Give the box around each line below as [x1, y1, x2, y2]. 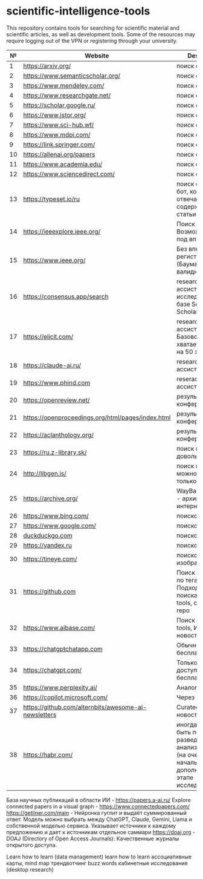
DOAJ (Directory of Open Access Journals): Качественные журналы [6, 835, 179, 842]
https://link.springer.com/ [23, 140, 95, 149]
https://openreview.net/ [23, 396, 90, 404]
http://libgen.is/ [23, 469, 66, 477]
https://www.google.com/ [23, 521, 97, 530]
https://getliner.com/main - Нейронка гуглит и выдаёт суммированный [6, 809, 187, 816]
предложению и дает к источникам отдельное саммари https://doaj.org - [6, 828, 195, 835]
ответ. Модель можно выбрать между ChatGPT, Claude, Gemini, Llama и [6, 815, 192, 823]
